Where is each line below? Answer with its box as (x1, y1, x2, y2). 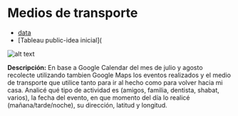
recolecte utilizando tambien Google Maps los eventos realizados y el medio (7, 71, 232, 79)
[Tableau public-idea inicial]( (17, 35, 102, 44)
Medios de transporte (7, 5, 138, 21)
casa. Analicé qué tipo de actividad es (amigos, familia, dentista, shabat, (7, 86, 219, 94)
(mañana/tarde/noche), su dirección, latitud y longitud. (7, 100, 167, 109)
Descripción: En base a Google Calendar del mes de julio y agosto (7, 63, 203, 71)
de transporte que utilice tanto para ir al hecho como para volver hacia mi (7, 78, 223, 86)
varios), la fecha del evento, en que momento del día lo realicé (7, 93, 190, 102)
